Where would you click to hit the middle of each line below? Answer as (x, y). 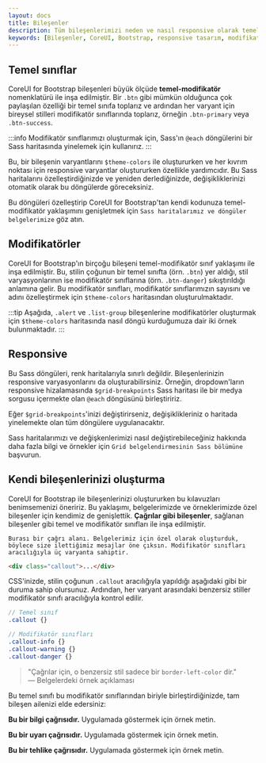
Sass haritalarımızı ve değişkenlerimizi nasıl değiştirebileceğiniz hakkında (127, 438)
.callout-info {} (37, 642)
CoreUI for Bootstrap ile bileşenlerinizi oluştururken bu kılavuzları (114, 498)
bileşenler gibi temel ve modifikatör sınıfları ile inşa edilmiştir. (107, 523)
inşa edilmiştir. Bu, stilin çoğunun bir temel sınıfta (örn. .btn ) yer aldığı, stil (128, 271)
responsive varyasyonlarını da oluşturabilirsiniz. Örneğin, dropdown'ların (126, 381)
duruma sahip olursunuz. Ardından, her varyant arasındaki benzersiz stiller (129, 590)
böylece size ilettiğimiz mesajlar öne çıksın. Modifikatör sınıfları (127, 545)
